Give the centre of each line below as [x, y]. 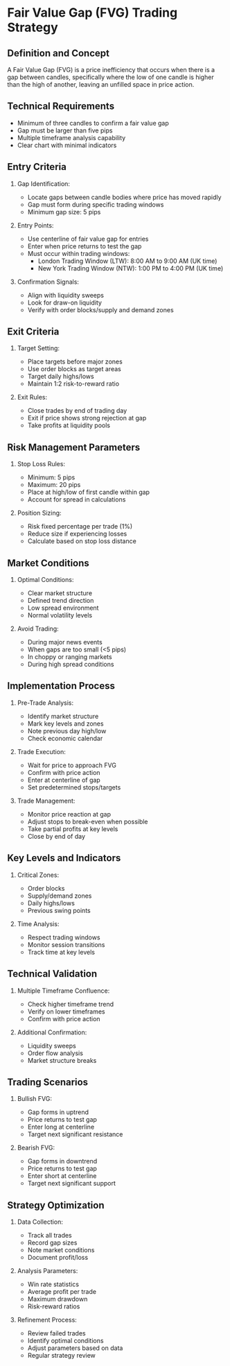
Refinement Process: [47, 1320]
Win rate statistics [53, 1284]
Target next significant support [71, 1184]
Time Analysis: [38, 923]
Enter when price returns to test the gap [85, 246]
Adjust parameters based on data [75, 1348]
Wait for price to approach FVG [72, 765]
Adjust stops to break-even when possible [88, 821]
